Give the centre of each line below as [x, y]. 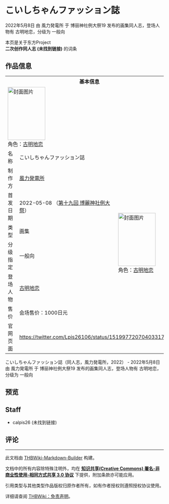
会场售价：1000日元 [44, 313]
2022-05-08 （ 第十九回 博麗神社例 [62, 203]
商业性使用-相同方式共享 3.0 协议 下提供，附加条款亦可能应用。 [71, 475]
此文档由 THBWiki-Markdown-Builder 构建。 [51, 458]
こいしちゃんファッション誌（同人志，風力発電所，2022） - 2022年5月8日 [83, 362]
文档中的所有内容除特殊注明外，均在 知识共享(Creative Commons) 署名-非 [82, 468]
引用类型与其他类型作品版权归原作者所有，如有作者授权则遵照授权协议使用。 [84, 485]
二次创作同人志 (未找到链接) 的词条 [41, 48]
